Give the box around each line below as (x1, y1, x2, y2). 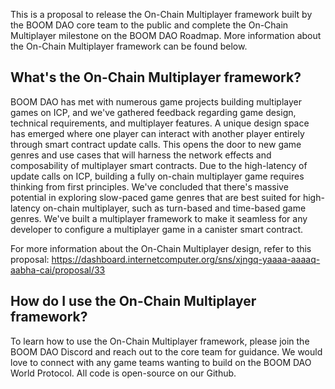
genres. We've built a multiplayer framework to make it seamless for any (10, 212, 308, 224)
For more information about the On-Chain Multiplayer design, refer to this (10, 242, 312, 254)
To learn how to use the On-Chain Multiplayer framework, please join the (10, 335, 310, 347)
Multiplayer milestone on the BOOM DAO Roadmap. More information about (10, 30, 322, 41)
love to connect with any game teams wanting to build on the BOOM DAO (10, 356, 312, 368)
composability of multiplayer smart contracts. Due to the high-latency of (10, 159, 308, 171)
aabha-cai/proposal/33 (10, 264, 106, 276)
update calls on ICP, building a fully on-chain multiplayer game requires (10, 170, 305, 182)
